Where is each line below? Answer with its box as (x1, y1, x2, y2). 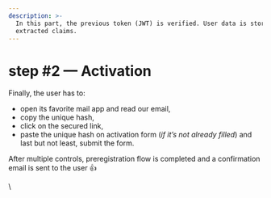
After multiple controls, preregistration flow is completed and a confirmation (8, 154, 261, 164)
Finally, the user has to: (8, 88, 86, 98)
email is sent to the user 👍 (8, 163, 97, 173)
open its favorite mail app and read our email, (19, 104, 171, 114)
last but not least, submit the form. (19, 138, 135, 148)
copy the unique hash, (19, 112, 94, 122)
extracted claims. (15, 27, 78, 35)
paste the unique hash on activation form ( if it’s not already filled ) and (19, 130, 252, 140)
